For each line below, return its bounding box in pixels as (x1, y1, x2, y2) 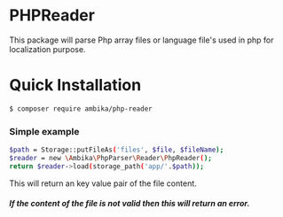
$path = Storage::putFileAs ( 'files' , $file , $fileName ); (9, 145, 224, 155)
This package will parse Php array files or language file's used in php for (9, 35, 274, 45)
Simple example (9, 125, 80, 137)
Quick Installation (9, 75, 142, 96)
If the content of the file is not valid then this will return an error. (9, 198, 250, 209)
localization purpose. (9, 43, 86, 54)
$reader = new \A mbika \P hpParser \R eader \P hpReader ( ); (9, 153, 213, 162)
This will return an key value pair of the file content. (9, 178, 197, 189)
